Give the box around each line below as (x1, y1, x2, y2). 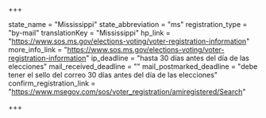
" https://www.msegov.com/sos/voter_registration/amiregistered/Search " (8, 87, 246, 96)
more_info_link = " (8, 45, 67, 54)
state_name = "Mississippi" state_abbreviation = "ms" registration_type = (8, 20, 248, 29)
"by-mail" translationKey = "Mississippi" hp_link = (8, 29, 171, 37)
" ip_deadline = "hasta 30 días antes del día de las (86, 53, 250, 63)
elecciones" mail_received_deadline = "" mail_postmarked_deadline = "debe (8, 62, 258, 71)
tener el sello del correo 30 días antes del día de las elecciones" (8, 70, 218, 79)
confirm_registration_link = (8, 78, 96, 88)
